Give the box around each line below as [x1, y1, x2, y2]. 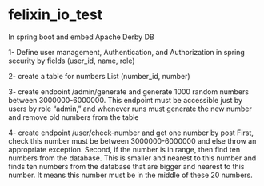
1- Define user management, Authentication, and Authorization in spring [8, 47, 246, 57]
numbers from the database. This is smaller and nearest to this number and [8, 153, 257, 163]
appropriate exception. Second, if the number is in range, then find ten [8, 144, 241, 154]
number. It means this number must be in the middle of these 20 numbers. [8, 170, 254, 180]
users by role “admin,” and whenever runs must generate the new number [8, 104, 252, 113]
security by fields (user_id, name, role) [8, 56, 135, 65]
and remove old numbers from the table [8, 112, 139, 121]
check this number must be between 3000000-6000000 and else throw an [8, 136, 257, 145]
